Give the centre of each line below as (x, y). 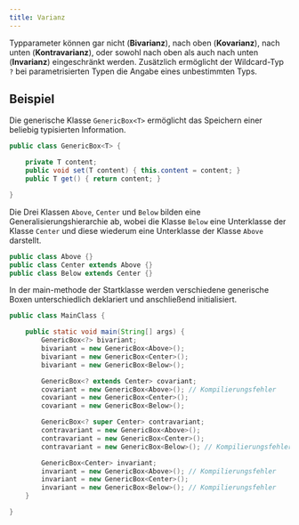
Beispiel (32, 99)
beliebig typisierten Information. (68, 130)
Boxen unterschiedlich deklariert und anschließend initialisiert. (123, 300)
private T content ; (61, 162)
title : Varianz (37, 17)
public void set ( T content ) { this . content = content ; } (133, 171)
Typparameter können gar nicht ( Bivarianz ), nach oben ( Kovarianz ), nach (145, 43)
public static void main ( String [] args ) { (105, 332)
